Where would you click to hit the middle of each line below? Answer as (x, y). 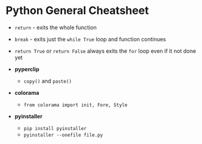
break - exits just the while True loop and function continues (90, 39)
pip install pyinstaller (55, 128)
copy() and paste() (48, 81)
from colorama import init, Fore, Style (75, 105)
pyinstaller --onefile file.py (63, 135)
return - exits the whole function (55, 27)
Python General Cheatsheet (77, 11)
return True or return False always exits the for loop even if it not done (105, 51)
